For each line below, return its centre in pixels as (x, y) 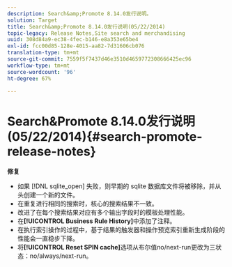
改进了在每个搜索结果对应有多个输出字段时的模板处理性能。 (103, 213)
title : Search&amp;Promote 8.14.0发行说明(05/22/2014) (86, 26)
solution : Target (32, 20)
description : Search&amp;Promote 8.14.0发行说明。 (79, 14)
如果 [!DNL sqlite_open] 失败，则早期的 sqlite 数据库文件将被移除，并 (116, 186)
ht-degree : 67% (29, 78)
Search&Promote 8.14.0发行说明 (101, 121)
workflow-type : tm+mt (39, 66)
